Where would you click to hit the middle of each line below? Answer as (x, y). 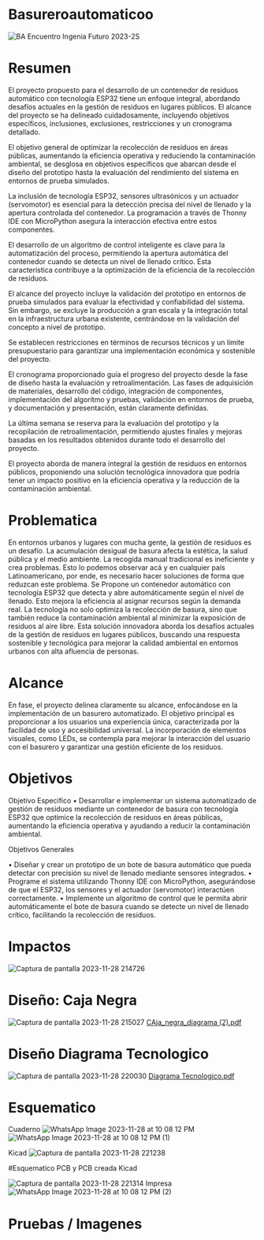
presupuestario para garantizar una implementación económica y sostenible (132, 350)
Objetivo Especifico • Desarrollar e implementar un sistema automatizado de (132, 800)
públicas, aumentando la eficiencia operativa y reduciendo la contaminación (132, 155)
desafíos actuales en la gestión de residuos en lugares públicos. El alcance (130, 106)
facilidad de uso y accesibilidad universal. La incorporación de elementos (127, 730)
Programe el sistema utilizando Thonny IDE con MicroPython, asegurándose (132, 881)
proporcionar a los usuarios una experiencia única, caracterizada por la (124, 721)
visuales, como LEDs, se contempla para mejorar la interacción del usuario (129, 738)
